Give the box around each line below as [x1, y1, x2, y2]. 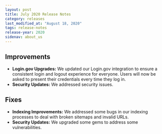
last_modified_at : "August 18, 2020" [5, 21, 82, 26]
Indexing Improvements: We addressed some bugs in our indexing [12, 108, 148, 114]
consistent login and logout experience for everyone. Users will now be [12, 71, 156, 77]
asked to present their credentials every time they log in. [12, 76, 126, 82]
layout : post [5, 7, 32, 12]
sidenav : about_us [5, 35, 43, 40]
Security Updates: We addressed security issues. [12, 81, 114, 87]
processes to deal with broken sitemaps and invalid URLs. [12, 114, 129, 120]
